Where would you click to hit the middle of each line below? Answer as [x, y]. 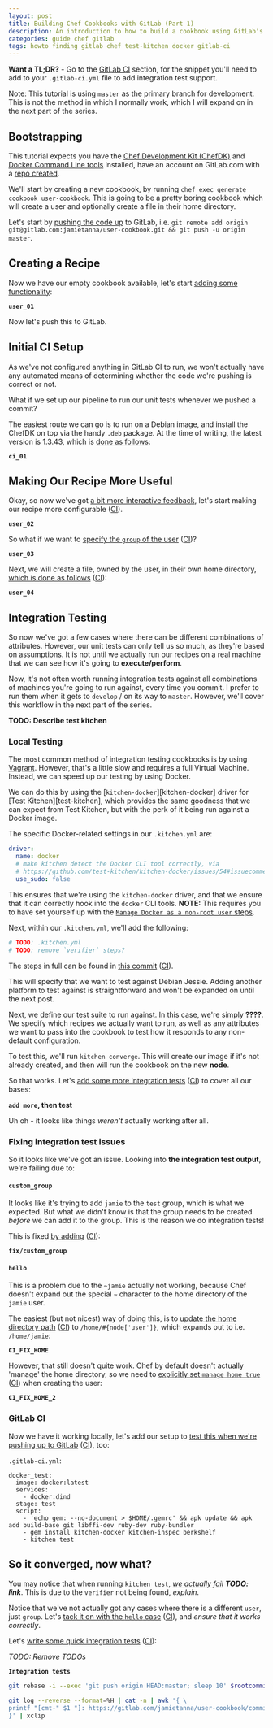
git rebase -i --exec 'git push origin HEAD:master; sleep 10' [118, 1686]
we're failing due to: [42, 1168]
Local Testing [36, 742]
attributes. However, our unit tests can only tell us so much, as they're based [136, 646]
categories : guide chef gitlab [61, 39]
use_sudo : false [43, 879]
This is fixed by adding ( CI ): [54, 1236]
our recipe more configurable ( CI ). [66, 510]
